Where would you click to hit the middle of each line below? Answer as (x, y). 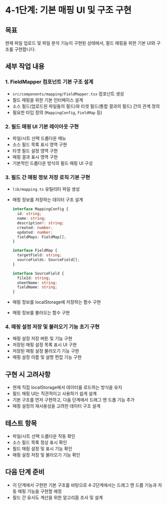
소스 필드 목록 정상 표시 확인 (40, 442)
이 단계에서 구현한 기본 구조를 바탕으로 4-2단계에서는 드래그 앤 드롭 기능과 (84, 485)
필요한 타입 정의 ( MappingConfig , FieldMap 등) (57, 112)
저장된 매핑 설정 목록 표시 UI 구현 (45, 345)
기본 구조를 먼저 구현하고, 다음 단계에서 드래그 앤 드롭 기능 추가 (73, 400)
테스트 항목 (21, 423)
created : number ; (35, 228)
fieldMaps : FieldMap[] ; (42, 237)
